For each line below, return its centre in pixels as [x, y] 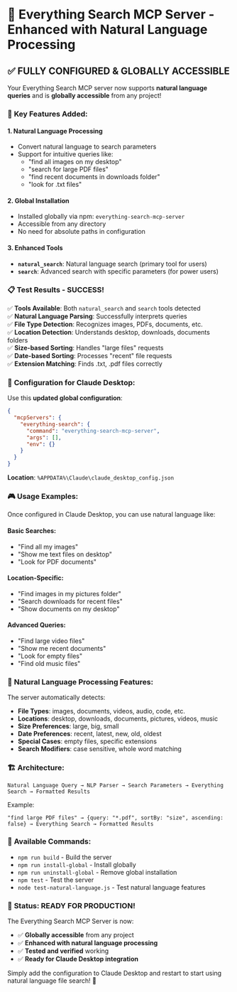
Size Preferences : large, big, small [68, 726]
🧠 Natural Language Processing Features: [81, 681]
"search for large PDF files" [68, 169]
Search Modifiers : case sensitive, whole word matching [100, 749]
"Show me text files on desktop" [65, 554]
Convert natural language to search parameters [87, 147]
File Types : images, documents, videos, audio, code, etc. [101, 711]
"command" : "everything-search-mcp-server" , [93, 431]
